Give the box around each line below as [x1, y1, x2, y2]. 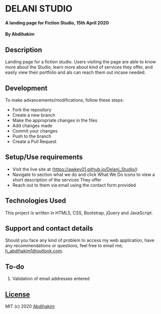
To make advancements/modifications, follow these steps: [5, 97, 124, 103]
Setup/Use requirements [5, 153, 83, 161]
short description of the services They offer [12, 176, 102, 182]
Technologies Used [5, 196, 66, 205]
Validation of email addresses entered [12, 276, 90, 282]
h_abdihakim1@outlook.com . [5, 248, 63, 254]
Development [5, 84, 48, 92]
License [5, 290, 30, 299]
